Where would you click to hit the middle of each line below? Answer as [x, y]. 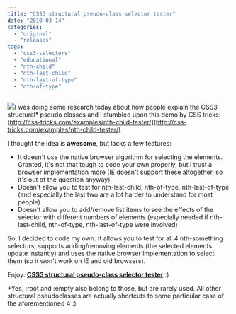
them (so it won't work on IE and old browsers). [77, 261]
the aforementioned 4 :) [42, 303]
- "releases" [33, 40]
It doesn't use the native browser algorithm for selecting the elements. [120, 157]
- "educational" [38, 60]
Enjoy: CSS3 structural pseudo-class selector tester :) [88, 275]
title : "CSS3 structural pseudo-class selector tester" [91, 14]
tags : [15, 47]
